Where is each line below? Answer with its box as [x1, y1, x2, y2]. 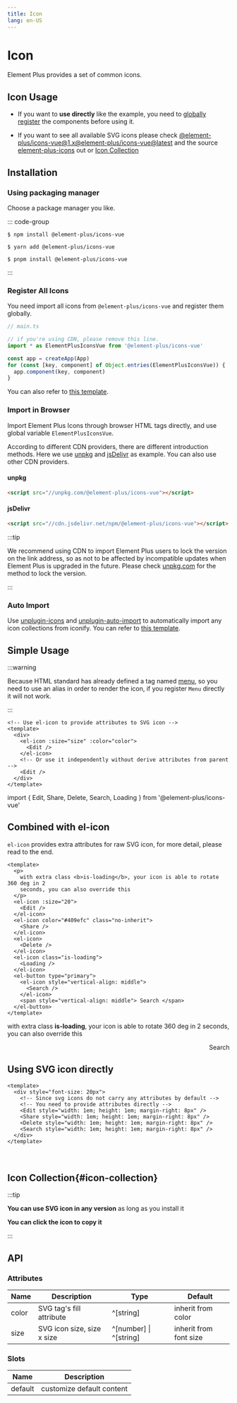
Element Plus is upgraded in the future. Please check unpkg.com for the [7, 561, 217, 570]
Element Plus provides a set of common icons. [7, 71, 142, 79]
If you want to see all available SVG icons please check [17, 131, 178, 140]
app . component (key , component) [13, 368, 106, 375]
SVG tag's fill [37, 1303, 81, 1313]
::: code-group [7, 217, 49, 226]
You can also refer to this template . [7, 388, 109, 396]
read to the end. [7, 847, 54, 856]
